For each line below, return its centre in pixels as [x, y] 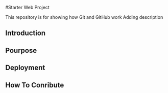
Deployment [25, 68]
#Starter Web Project [27, 7]
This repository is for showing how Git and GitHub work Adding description [84, 17]
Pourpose [21, 50]
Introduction [26, 33]
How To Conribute [35, 85]
